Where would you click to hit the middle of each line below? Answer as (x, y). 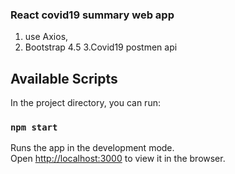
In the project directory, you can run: (85, 103)
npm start (34, 127)
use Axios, (46, 37)
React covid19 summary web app (92, 15)
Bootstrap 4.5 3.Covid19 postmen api (101, 47)
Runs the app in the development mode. (92, 148)
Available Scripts (64, 78)
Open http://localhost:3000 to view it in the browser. (118, 159)
